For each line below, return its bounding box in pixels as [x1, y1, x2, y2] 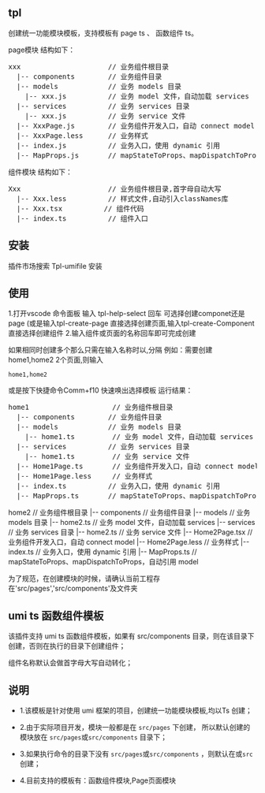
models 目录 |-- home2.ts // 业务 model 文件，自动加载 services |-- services [8, 518, 256, 527]
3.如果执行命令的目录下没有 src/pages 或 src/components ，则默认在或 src [19, 749, 254, 759]
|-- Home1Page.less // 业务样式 [16, 472, 153, 481]
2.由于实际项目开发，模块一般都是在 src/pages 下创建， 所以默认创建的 [19, 723, 251, 732]
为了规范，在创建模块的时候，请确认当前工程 [8, 574, 154, 583]
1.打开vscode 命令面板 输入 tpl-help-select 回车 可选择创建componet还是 [8, 309, 245, 318]
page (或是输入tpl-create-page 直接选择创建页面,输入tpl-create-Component [8, 318, 255, 328]
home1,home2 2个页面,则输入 [8, 355, 104, 365]
